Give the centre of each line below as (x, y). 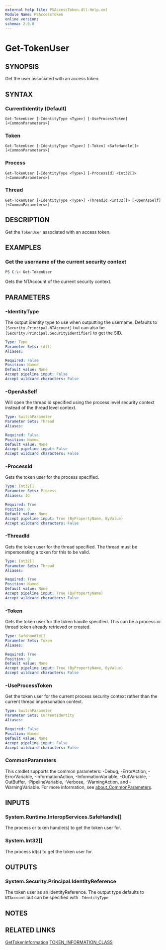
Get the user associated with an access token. (52, 79)
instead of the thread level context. (41, 408)
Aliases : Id (17, 496)
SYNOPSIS (22, 67)
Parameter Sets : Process (31, 491)
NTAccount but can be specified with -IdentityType (57, 898)
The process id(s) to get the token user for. (49, 851)
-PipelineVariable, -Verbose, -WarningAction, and (78, 782)
